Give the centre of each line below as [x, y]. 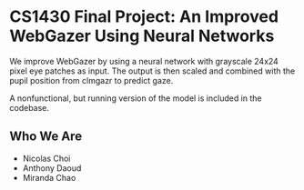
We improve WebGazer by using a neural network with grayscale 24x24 [144, 61]
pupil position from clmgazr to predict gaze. [91, 80]
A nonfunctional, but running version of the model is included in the [136, 98]
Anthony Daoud [52, 168]
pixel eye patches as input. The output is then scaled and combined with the [152, 71]
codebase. [30, 107]
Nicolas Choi [46, 158]
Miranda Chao [49, 177]
